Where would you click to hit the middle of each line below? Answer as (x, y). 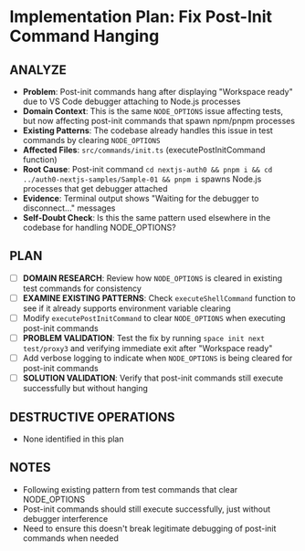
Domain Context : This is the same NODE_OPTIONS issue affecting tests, (153, 111)
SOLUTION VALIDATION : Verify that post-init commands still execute (153, 378)
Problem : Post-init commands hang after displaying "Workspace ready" (158, 92)
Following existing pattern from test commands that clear (130, 489)
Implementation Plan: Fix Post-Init (141, 17)
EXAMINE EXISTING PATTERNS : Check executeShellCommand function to (159, 297)
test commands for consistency (82, 288)
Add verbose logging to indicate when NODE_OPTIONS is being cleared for (158, 359)
